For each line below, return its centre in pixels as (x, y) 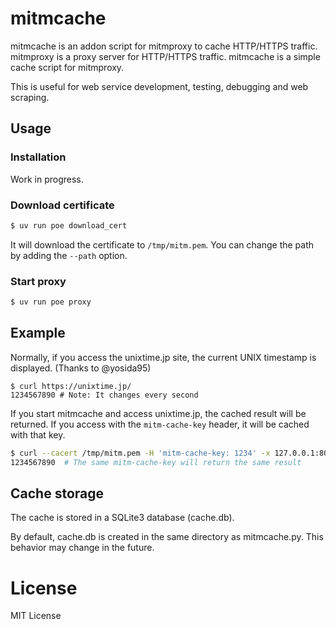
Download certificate (62, 205)
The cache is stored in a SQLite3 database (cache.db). (122, 518)
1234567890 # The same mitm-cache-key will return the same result (156, 462)
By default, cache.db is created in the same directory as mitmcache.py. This (167, 537)
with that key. (38, 434)
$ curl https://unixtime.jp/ (71, 386)
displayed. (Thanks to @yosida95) (81, 368)
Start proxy (38, 281)
